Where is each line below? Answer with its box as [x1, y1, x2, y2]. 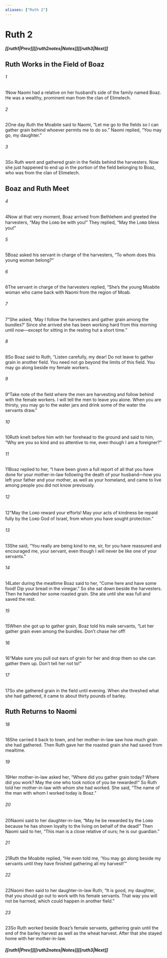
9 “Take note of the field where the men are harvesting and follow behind [5, 392, 154, 398]
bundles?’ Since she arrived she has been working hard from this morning [5, 322, 157, 328]
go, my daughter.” [5, 132, 42, 138]
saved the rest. [5, 596, 36, 602]
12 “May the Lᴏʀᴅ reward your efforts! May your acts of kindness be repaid [5, 509, 158, 515]
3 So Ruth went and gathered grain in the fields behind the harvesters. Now [5, 159, 159, 165]
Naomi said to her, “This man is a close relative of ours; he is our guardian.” [5, 828, 160, 834]
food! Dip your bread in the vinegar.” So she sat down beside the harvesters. [5, 585, 162, 592]
